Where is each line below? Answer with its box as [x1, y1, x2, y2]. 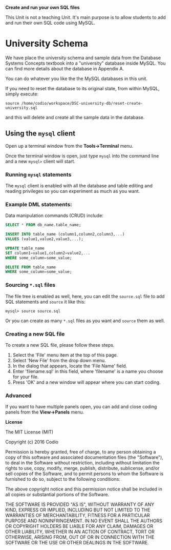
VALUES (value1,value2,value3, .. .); [5, 237, 83, 242]
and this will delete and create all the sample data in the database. [5, 114, 145, 120]
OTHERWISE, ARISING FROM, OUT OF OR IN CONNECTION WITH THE [5, 534, 155, 540]
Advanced [5, 392, 32, 399]
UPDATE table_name [5, 246, 45, 251]
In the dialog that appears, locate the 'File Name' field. [12, 363, 127, 369]
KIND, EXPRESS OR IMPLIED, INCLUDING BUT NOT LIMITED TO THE [5, 507, 151, 513]
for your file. [12, 374, 39, 380]
